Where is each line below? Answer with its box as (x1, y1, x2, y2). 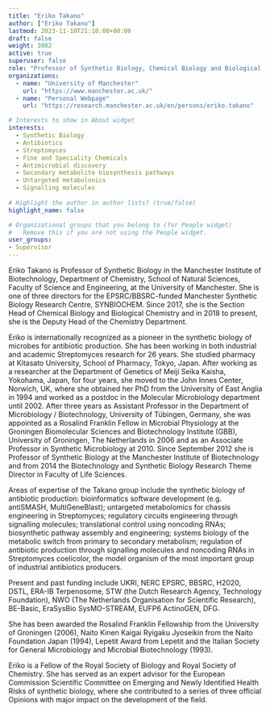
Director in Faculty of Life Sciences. (8, 469, 127, 479)
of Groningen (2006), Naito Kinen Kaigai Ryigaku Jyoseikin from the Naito (8, 628, 254, 637)
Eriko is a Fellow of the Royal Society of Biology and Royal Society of (8, 660, 236, 670)
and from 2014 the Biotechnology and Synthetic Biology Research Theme (8, 461, 252, 470)
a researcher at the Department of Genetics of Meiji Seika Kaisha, (8, 367, 226, 376)
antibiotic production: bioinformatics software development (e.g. (8, 493, 222, 503)
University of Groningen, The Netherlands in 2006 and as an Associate (8, 435, 243, 444)
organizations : (8, 72, 60, 80)
